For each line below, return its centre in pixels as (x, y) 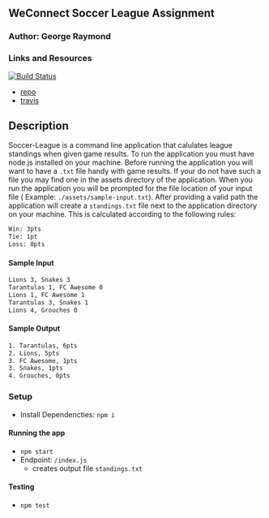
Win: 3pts (25, 229)
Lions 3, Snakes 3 (39, 280)
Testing (21, 487)
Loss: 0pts (27, 244)
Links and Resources (50, 58)
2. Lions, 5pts (34, 353)
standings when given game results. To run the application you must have (132, 154)
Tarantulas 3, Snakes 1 (49, 302)
